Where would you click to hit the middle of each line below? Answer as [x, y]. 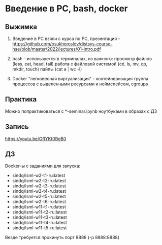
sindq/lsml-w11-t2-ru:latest [40, 212]
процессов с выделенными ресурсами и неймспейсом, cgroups [80, 84]
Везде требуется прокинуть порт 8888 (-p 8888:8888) [62, 238]
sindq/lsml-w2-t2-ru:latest [39, 181]
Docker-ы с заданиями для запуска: [43, 166]
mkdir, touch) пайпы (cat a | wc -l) [47, 69]
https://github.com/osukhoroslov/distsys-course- [62, 44]
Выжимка [21, 27]
